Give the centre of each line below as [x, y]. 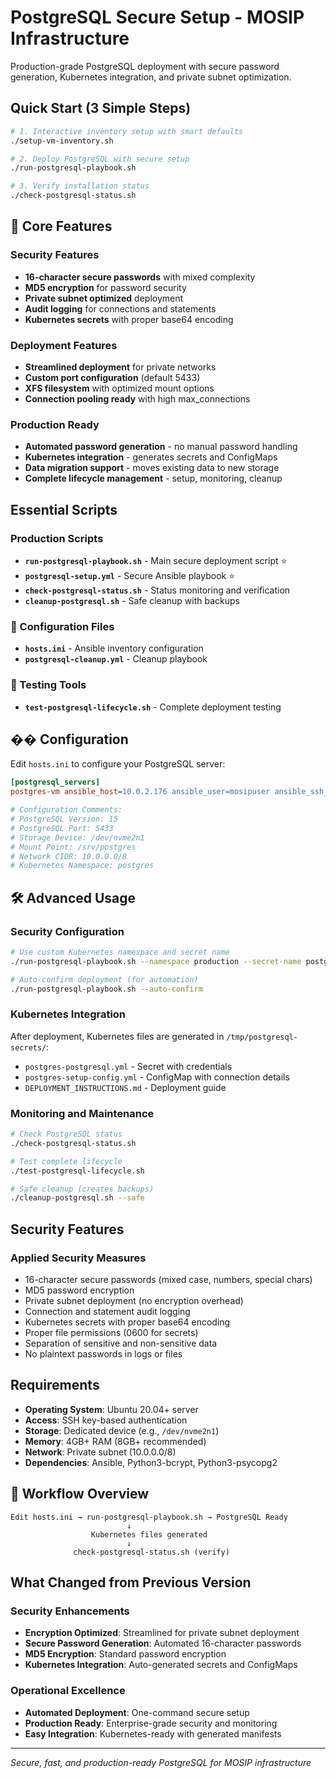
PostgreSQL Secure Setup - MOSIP [157, 17]
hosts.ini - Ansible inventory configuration [114, 648]
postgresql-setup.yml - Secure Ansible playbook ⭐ [130, 575]
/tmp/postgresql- [262, 1037]
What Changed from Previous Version [131, 1582]
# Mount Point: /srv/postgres [73, 847]
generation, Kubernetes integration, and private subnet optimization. [151, 77]
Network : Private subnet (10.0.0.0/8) [100, 1452]
